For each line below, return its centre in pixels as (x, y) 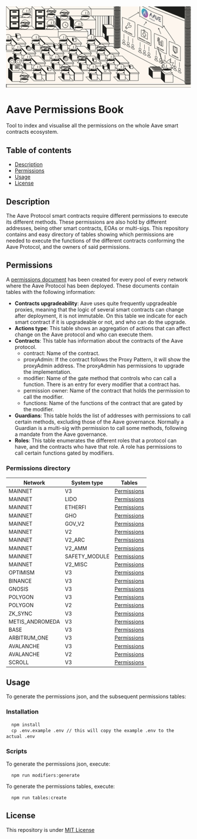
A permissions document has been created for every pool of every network (97, 279)
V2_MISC (76, 564)
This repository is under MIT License (50, 830)
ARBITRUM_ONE (28, 638)
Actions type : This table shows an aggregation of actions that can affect (102, 328)
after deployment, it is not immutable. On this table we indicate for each (101, 316)
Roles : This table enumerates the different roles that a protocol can (96, 440)
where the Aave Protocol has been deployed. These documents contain (93, 286)
